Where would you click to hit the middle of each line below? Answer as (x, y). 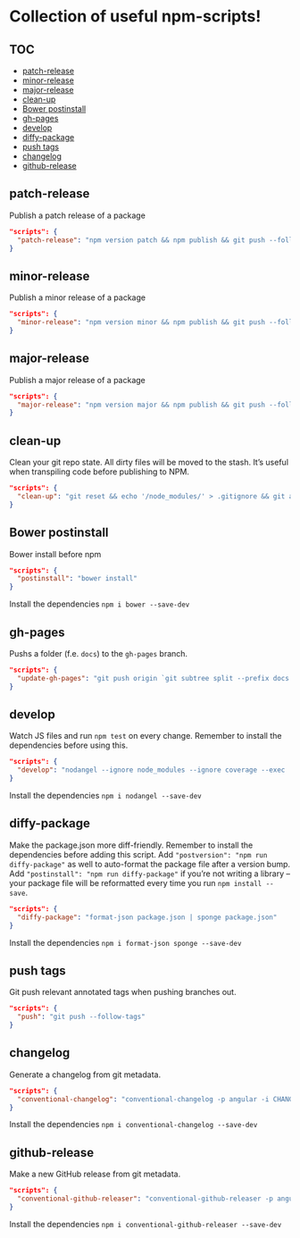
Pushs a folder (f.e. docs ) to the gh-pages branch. (99, 653)
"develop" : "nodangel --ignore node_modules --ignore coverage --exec (151, 770)
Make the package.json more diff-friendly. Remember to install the (131, 845)
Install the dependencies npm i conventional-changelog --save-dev (133, 1125)
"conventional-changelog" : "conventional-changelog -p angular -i (143, 1099)
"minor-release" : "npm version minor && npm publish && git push (142, 322)
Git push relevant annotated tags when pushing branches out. (123, 992)
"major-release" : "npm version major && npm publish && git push (142, 405)
